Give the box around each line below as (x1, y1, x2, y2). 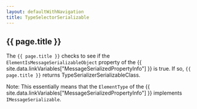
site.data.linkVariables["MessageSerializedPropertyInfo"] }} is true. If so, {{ (6, 65, 191, 72)
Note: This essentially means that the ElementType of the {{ (6, 83, 150, 90)
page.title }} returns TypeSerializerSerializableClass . (6, 71, 141, 78)
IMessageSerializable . (6, 96, 61, 103)
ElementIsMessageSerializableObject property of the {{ (6, 59, 142, 66)
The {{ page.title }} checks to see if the (6, 52, 110, 60)
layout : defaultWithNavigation (6, 8, 84, 15)
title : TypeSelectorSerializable (6, 14, 90, 20)
